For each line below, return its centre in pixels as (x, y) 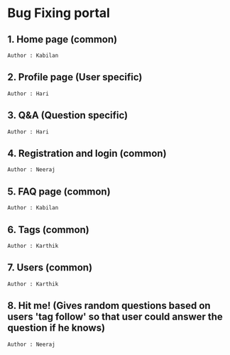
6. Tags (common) (49, 230)
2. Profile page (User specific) (75, 77)
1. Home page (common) (62, 39)
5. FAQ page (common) (59, 191)
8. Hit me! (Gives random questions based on (109, 306)
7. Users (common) (50, 268)
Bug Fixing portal (59, 13)
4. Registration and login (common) (87, 154)
